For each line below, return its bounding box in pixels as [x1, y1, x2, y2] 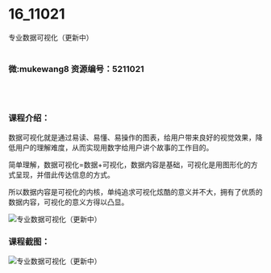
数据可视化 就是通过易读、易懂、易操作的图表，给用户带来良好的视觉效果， [8, 132, 256, 142]
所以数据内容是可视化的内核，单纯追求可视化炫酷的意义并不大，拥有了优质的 [8, 187, 263, 196]
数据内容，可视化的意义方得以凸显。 [8, 197, 129, 207]
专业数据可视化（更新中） [8, 32, 94, 42]
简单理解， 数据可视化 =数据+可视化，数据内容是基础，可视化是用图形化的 [8, 159, 252, 170]
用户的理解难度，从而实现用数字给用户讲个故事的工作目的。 [15, 142, 214, 152]
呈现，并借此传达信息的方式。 [15, 170, 115, 179]
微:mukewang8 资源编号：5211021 [8, 63, 144, 74]
